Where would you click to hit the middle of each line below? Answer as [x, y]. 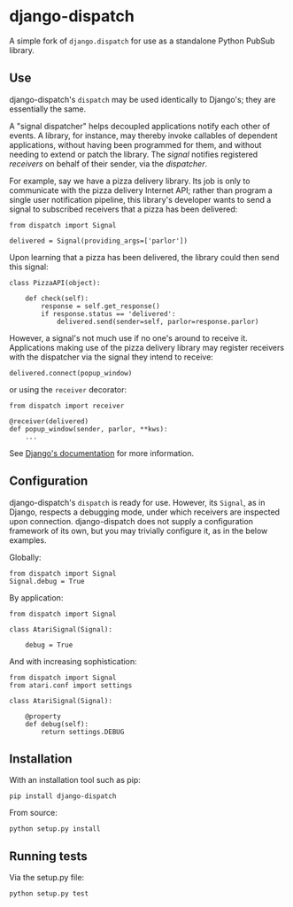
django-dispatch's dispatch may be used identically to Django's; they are [143, 99]
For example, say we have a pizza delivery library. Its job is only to [130, 181]
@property [43, 716]
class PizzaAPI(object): [55, 283]
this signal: [29, 267]
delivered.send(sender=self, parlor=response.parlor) [158, 322]
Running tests [49, 856]
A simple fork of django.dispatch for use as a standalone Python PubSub [142, 41]
